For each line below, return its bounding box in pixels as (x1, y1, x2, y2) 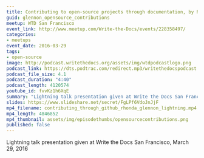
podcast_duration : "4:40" (6, 77, 72, 83)
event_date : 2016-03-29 (6, 43, 67, 49)
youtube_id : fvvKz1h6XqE (6, 88, 69, 94)
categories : (6, 32, 36, 38)
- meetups (6, 37, 32, 43)
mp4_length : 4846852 (6, 111, 59, 117)
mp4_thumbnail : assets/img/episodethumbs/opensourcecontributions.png (6, 116, 189, 122)
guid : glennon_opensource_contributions (6, 15, 110, 21)
